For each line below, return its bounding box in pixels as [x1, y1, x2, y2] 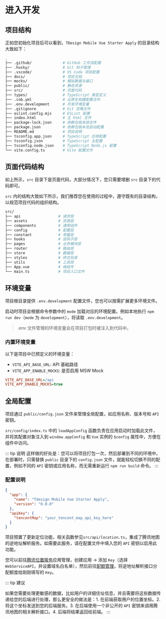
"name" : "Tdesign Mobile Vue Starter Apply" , [14, 497, 110, 502]
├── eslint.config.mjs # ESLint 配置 [5, 111, 90, 116]
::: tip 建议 [5, 580, 26, 586]
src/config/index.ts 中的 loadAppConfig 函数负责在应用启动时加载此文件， [5, 428, 158, 434]
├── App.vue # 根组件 [5, 264, 74, 269]
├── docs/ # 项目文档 [5, 74, 83, 79]
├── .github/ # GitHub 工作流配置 [5, 60, 101, 65]
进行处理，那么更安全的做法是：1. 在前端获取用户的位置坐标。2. [31, 596, 161, 603]
